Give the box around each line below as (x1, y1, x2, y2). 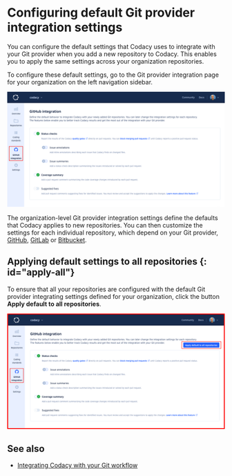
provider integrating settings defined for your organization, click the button (7, 292, 220, 300)
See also (7, 443, 45, 455)
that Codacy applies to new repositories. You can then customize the (7, 221, 203, 229)
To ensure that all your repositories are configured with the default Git (7, 285, 206, 293)
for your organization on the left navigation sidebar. (7, 77, 153, 86)
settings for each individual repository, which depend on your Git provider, (7, 228, 219, 237)
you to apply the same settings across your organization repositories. (7, 57, 204, 65)
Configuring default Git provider (7, 5, 195, 21)
